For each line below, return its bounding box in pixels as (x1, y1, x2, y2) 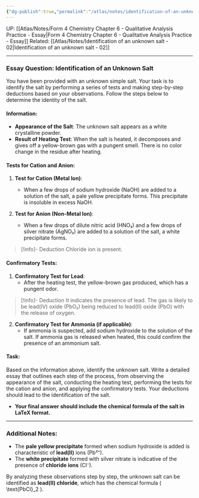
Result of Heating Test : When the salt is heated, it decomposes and (14, 135, 181, 143)
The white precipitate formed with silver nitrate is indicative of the (14, 455, 177, 463)
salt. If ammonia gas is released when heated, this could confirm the (23, 333, 191, 340)
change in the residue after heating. (14, 148, 102, 156)
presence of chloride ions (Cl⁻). (14, 462, 93, 469)
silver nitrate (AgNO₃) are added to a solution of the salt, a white (23, 228, 180, 235)
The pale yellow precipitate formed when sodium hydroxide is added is (14, 443, 190, 450)
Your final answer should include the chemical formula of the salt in (14, 403, 185, 410)
